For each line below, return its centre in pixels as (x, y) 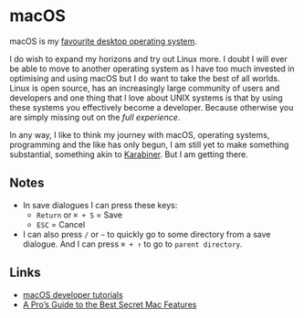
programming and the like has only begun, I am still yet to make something (149, 144)
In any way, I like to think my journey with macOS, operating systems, (140, 134)
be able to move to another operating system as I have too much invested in (152, 69)
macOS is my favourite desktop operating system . (104, 41)
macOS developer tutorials (73, 294)
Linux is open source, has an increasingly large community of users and (145, 88)
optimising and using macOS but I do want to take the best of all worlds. (145, 78)
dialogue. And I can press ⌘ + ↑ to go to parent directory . (133, 244)
